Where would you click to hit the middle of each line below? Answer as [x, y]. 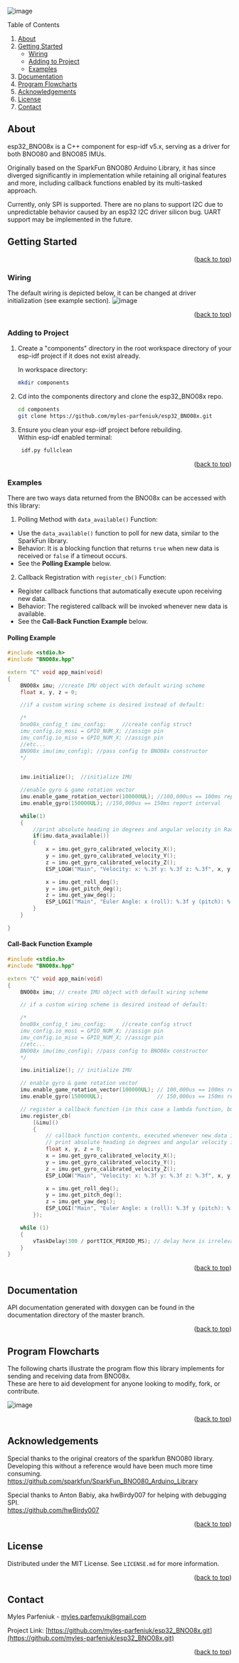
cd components [38, 410]
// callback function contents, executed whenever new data [136, 1136]
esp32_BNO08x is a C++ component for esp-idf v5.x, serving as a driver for [119, 146]
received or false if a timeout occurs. [73, 556]
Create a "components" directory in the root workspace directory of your [124, 349]
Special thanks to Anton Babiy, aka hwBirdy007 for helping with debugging [117, 1495]
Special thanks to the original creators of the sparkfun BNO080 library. [111, 1458]
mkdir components [43, 383]
